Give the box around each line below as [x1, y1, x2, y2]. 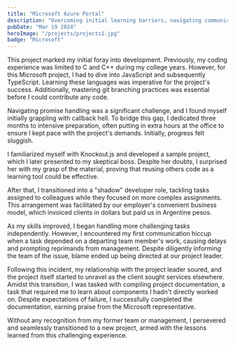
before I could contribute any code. [7, 93, 109, 102]
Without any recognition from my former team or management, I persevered [7, 317, 226, 325]
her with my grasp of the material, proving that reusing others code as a [7, 165, 215, 173]
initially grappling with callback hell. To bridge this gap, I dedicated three [7, 114, 216, 123]
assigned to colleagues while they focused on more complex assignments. [7, 194, 222, 202]
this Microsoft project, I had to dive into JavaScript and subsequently [7, 71, 206, 79]
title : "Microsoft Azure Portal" [7, 10, 105, 18]
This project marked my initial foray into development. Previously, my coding [7, 55, 227, 64]
